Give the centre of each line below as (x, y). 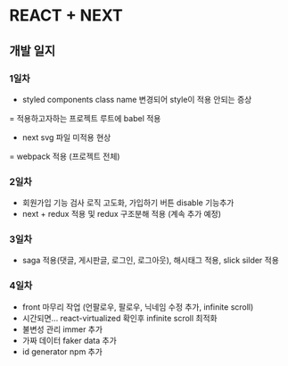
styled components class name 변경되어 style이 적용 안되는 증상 (137, 99)
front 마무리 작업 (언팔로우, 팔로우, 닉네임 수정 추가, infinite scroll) (138, 307)
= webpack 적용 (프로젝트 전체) (65, 156)
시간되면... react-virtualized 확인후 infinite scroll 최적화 (119, 318)
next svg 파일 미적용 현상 (66, 137)
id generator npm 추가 (62, 351)
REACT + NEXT (66, 16)
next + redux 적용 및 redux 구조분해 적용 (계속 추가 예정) (121, 214)
